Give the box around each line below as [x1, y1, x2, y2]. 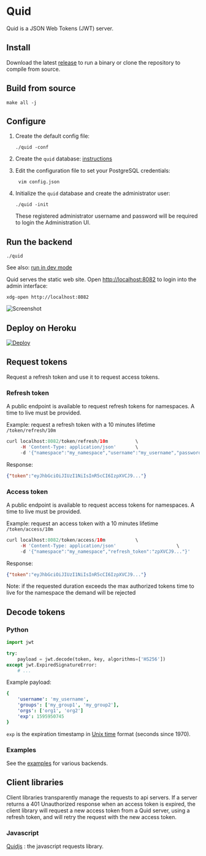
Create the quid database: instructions [15, 155, 112, 162]
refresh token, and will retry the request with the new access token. [6, 813, 177, 820]
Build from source [6, 83, 76, 93]
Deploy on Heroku [6, 323, 77, 333]
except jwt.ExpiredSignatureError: [6, 662, 97, 668]
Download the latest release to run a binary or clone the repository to [6, 58, 181, 66]
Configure [6, 116, 46, 127]
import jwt [6, 640, 34, 646]
